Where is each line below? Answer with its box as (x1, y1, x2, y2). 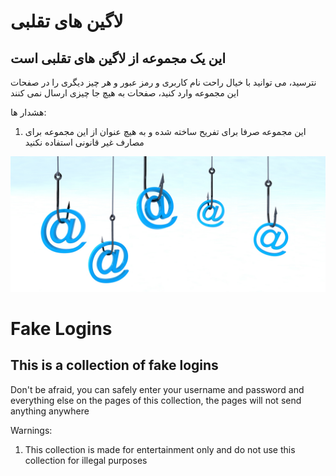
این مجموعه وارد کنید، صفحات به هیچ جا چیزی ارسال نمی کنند (10, 87, 240, 99)
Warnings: (10, 424, 53, 436)
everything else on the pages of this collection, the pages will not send (10, 394, 302, 406)
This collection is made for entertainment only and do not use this (24, 443, 296, 455)
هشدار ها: (10, 106, 47, 118)
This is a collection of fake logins (10, 357, 219, 374)
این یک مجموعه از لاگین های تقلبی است (10, 50, 227, 67)
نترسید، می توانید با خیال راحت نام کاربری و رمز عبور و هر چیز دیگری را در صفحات (10, 76, 317, 88)
